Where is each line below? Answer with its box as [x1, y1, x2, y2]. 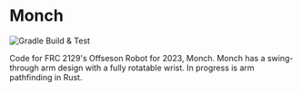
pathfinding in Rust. [9, 71, 83, 82]
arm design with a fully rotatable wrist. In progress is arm [40, 62, 255, 73]
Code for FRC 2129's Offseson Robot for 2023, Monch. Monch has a [9, 52, 266, 63]
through [9, 62, 39, 73]
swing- [267, 52, 294, 63]
